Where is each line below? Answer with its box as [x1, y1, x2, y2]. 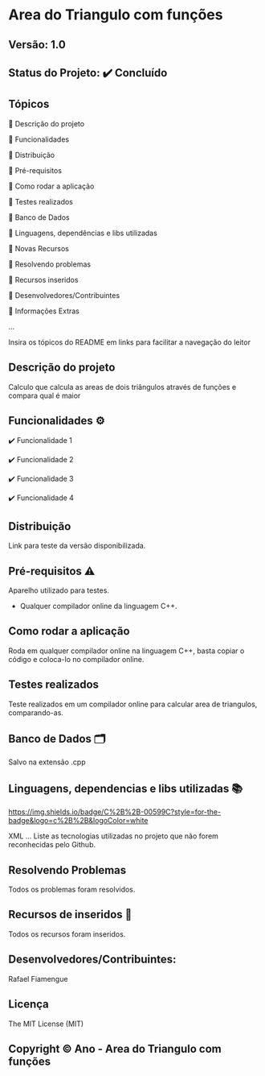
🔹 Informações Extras [8, 306, 80, 316]
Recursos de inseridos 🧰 [8, 908, 132, 921]
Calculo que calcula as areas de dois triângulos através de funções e [8, 382, 237, 391]
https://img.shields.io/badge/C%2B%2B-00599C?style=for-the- [8, 807, 222, 817]
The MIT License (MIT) [8, 1019, 84, 1028]
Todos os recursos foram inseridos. [8, 929, 126, 939]
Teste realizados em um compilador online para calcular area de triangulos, [8, 699, 258, 709]
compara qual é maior [8, 391, 81, 400]
